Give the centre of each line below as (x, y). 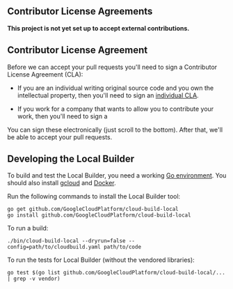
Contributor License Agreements (80, 11)
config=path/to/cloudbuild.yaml (54, 247)
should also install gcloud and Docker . (62, 183)
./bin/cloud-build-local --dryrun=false (67, 241)
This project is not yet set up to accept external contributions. (98, 28)
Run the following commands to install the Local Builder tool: (94, 196)
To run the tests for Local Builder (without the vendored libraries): (101, 260)
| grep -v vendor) (34, 279)
